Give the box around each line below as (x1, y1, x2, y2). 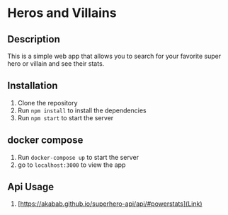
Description (7, 33, 60, 45)
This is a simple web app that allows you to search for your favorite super (7, 52, 222, 60)
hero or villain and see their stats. (7, 59, 105, 68)
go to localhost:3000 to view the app (17, 161, 126, 169)
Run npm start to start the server (17, 113, 114, 122)
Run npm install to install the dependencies (17, 106, 147, 115)
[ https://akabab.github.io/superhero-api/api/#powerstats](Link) (17, 199, 203, 208)
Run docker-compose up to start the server (17, 153, 139, 161)
